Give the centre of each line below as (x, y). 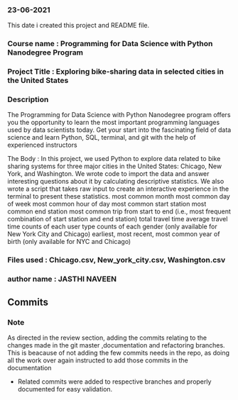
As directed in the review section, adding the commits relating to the (107, 338)
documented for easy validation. (65, 389)
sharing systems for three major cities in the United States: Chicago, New (115, 166)
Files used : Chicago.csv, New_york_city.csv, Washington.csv (117, 260)
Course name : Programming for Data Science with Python (110, 44)
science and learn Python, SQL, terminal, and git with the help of (102, 138)
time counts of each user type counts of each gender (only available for (113, 227)
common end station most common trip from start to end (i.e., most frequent (119, 211)
